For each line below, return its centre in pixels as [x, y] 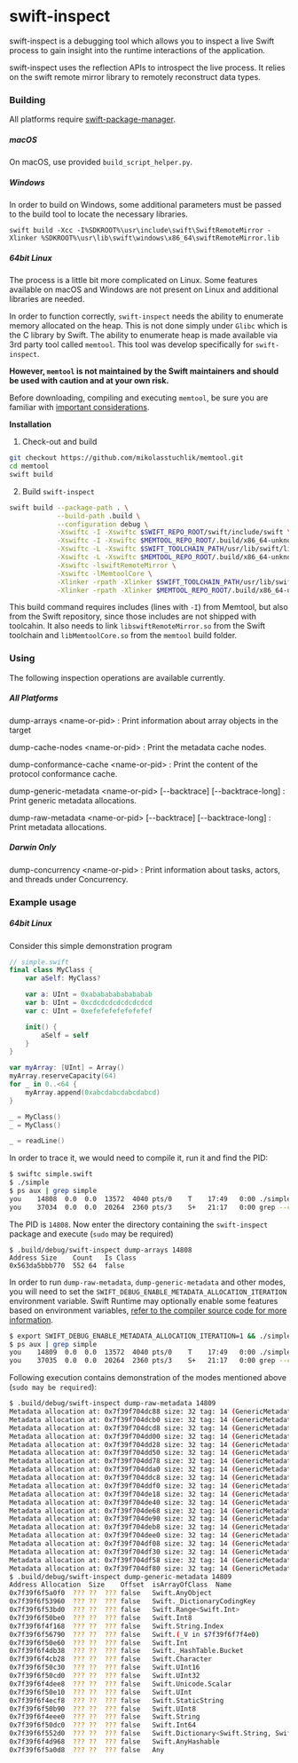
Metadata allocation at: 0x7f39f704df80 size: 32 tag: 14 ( [123, 1569]
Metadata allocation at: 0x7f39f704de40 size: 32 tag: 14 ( [123, 1502]
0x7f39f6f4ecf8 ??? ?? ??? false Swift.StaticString [117, 1700]
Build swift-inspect [58, 491]
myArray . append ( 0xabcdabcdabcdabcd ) [93, 1092]
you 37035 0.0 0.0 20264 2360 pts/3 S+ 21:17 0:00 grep [142, 1361]
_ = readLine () [37, 1141]
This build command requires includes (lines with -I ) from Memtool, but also [149, 607]
